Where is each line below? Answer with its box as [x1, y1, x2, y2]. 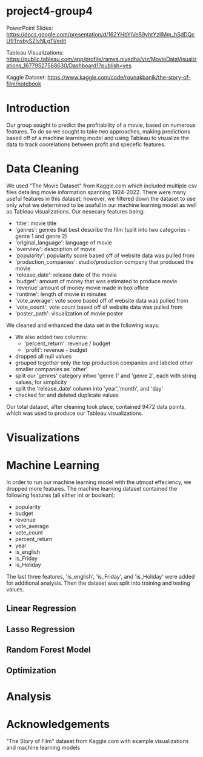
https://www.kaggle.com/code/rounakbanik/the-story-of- [47, 73, 191, 81]
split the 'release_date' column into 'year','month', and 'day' [15, 385, 164, 392]
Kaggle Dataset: [6, 73, 47, 81]
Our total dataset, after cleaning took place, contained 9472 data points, [6, 403, 187, 410]
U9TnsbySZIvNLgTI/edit [6, 37, 67, 44]
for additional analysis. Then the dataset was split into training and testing [6, 579, 191, 587]
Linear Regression [6, 604, 77, 614]
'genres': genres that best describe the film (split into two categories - [15, 226, 191, 233]
